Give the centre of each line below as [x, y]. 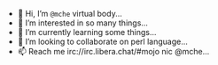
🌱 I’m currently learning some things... [87, 32]
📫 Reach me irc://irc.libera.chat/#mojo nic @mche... [113, 51]
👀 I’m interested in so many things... [83, 23]
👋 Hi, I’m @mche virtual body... [70, 14]
